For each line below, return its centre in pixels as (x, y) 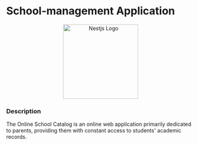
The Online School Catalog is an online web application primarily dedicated (99, 124)
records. (16, 137)
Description (24, 111)
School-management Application (91, 11)
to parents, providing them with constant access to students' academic (94, 131)
